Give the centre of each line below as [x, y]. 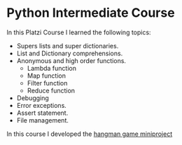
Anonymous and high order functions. [71, 60]
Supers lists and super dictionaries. [68, 46]
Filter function [47, 83]
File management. [43, 120]
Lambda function [51, 68]
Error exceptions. [42, 105]
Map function [46, 76]
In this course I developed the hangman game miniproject [90, 134]
